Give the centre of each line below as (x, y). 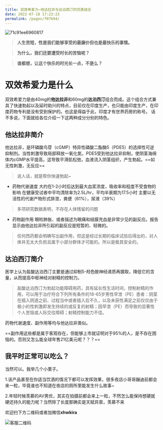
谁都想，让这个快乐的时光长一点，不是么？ (60, 64)
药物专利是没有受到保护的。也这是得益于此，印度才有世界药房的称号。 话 (82, 112)
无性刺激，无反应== (25, 166)
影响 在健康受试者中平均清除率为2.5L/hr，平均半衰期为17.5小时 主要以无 (84, 193)
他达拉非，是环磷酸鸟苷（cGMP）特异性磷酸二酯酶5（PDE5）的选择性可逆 (80, 148)
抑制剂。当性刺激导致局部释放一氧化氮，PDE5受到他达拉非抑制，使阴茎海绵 (81, 153)
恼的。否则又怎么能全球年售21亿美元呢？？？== (53, 339)
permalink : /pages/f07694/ (32, 19)
